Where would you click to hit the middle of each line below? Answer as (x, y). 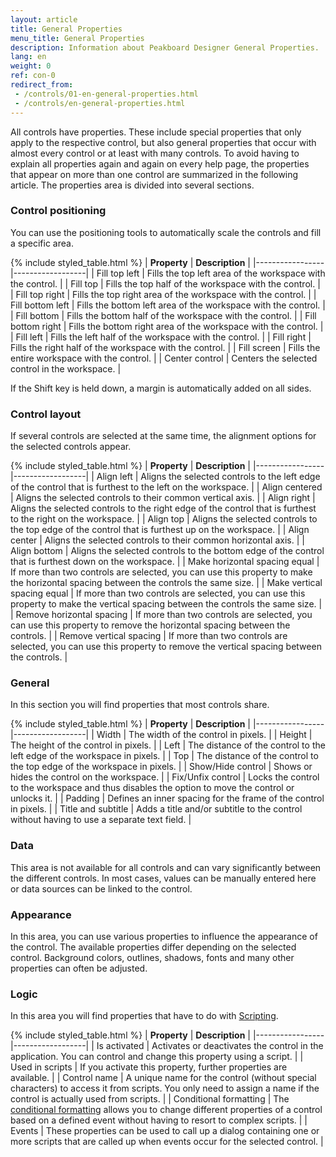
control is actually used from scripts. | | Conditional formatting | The (150, 1099)
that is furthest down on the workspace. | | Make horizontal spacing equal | (165, 562)
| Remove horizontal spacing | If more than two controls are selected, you (161, 615)
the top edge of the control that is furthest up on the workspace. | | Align (160, 530)
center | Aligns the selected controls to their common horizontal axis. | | (157, 540)
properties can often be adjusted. (79, 968)
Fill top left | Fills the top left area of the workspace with (211, 273)
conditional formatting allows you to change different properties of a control (166, 1110)
